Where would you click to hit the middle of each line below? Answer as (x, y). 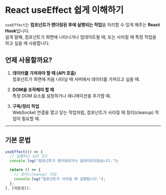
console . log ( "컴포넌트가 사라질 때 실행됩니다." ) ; (60, 179)
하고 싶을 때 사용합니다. (28, 43)
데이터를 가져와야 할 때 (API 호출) (44, 73)
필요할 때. (31, 118)
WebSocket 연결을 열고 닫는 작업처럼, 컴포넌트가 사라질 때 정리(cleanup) (83, 112)
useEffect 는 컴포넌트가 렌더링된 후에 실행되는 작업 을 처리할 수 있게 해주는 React (83, 25)
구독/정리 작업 (26, 106)
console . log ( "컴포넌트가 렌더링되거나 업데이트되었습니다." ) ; (64, 161)
